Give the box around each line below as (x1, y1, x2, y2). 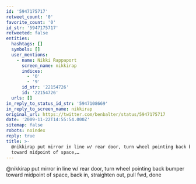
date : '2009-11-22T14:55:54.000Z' (6, 117, 90, 123)
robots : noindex (6, 128, 45, 134)
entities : (6, 36, 30, 41)
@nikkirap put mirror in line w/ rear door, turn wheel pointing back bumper (6, 165, 185, 172)
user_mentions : (11, 52, 48, 58)
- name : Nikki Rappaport (16, 57, 77, 63)
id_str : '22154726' (21, 84, 69, 90)
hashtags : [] (11, 41, 43, 47)
